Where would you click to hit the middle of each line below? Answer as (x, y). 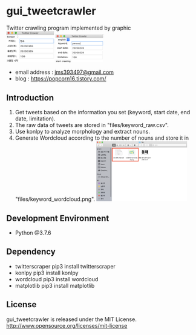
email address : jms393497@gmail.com (64, 72)
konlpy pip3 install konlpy (47, 273)
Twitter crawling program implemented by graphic (69, 28)
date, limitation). (35, 119)
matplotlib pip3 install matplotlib (55, 285)
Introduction (30, 98)
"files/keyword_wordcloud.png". (55, 199)
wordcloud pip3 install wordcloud (57, 279)
